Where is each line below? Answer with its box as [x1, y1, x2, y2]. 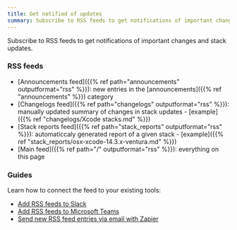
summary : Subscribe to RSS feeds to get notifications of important [7, 17, 213, 24]
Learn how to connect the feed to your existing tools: [7, 186, 161, 195]
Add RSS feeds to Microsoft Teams [17, 207, 120, 216]
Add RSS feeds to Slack [17, 200, 87, 208]
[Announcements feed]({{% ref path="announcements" [17, 77, 180, 85]
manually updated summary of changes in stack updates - [17, 107, 188, 116]
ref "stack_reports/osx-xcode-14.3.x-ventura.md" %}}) [17, 137, 177, 145]
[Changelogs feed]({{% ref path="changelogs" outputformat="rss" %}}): [17, 99, 230, 108]
